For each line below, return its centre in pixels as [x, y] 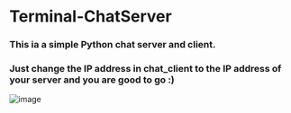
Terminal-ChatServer [91, 17]
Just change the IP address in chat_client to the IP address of [145, 69]
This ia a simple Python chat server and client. [113, 45]
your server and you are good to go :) [92, 80]
